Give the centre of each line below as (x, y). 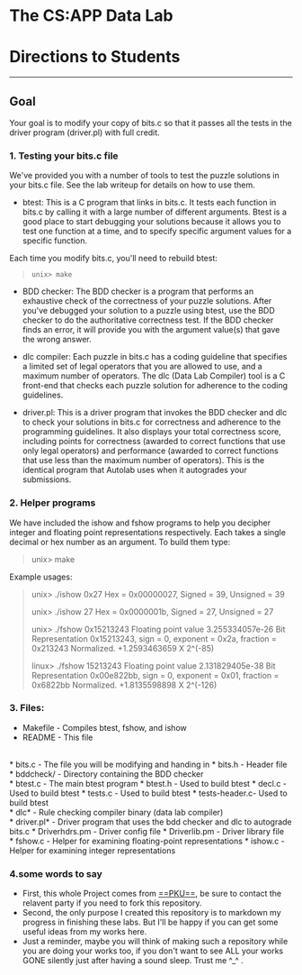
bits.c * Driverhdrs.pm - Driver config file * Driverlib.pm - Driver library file (147, 831)
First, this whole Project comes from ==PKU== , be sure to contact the (152, 894)
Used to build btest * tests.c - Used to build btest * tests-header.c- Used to (148, 793)
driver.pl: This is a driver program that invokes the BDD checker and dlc (155, 413)
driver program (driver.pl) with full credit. (84, 132)
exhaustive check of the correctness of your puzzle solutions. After (147, 301)
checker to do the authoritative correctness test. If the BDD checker (148, 320)
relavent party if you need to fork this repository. (112, 903)
